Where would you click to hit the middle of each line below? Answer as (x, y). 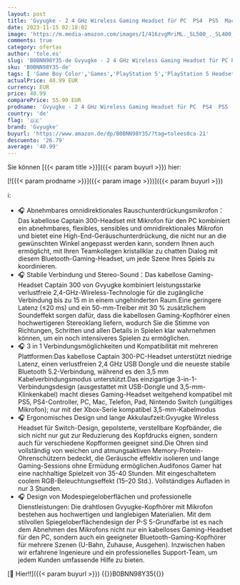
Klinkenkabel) (38, 394)
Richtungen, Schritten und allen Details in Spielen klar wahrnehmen (117, 331)
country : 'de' (29, 114)
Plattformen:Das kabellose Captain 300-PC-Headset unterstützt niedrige (125, 356)
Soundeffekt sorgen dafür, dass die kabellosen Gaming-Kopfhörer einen (124, 316)
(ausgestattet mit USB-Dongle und (128, 387)
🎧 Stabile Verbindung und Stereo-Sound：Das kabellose (102, 275)
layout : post (27, 14)
